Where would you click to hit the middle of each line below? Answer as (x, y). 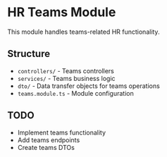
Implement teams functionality (62, 132)
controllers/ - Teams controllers (66, 70)
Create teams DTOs (46, 147)
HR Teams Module (62, 12)
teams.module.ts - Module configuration (75, 93)
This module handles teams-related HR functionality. (83, 32)
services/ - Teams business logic (66, 78)
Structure (29, 54)
